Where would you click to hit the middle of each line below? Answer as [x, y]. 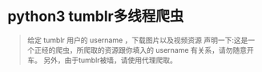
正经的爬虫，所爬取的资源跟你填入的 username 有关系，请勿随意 [141, 50]
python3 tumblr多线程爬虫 [96, 16]
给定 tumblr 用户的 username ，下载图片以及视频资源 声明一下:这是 [137, 40]
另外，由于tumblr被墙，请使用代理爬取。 [110, 60]
